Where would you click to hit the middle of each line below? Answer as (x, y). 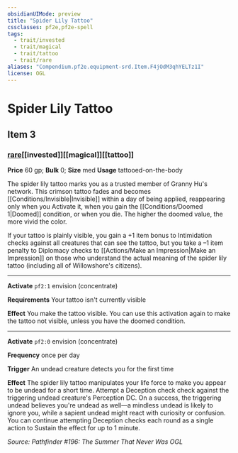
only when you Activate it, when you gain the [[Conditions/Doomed (105, 207)
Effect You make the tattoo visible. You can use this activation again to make (119, 314)
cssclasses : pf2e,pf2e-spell (50, 27)
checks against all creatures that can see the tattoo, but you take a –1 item (115, 243)
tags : (15, 34)
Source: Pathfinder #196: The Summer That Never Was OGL (95, 442)
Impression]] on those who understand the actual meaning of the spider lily (117, 258)
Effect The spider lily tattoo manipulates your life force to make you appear (117, 383)
